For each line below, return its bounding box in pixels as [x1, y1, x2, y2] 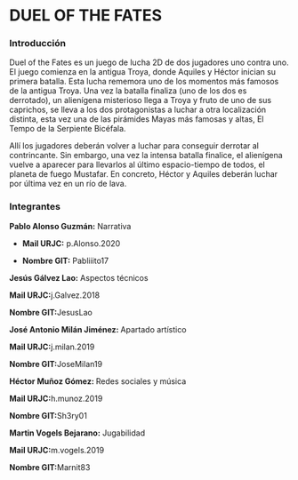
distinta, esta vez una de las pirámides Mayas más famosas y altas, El [9, 114, 264, 124]
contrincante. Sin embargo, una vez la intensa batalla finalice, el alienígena [9, 150, 283, 161]
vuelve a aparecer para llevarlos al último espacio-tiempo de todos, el [9, 159, 265, 170]
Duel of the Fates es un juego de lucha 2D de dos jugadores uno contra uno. [9, 57, 289, 68]
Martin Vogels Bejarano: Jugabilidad [9, 428, 145, 438]
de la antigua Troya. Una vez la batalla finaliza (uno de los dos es [9, 85, 247, 96]
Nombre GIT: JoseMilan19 [9, 358, 103, 369]
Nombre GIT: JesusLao [9, 307, 93, 317]
